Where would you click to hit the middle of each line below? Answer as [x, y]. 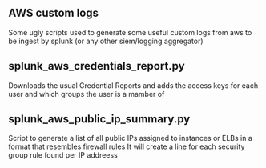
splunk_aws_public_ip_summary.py [99, 119]
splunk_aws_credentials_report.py [97, 66]
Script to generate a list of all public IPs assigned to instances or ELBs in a [130, 138]
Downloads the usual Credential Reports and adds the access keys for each [133, 85]
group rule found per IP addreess [63, 155]
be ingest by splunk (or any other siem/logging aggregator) [106, 41]
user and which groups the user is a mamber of [87, 94]
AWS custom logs [53, 13]
